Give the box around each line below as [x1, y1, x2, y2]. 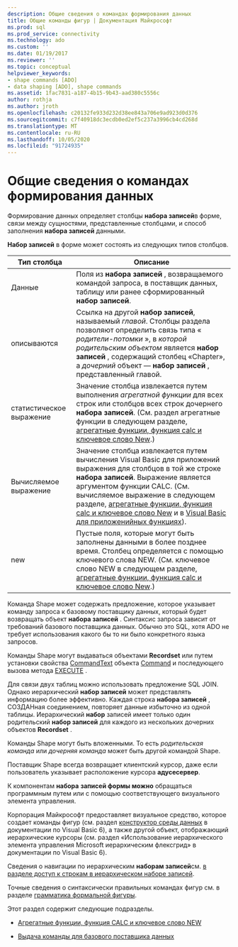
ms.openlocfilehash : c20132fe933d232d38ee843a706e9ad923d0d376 [7, 109, 198, 116]
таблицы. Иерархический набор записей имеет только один [7, 711, 191, 719]
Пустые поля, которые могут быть [76, 528, 195, 538]
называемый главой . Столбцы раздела [76, 317, 210, 327]
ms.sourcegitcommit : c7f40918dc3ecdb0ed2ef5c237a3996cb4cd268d [7, 116, 198, 123]
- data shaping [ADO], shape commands [7, 83, 122, 90]
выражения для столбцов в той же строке [76, 464, 222, 474]
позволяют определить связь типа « [76, 325, 202, 335]
